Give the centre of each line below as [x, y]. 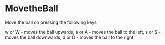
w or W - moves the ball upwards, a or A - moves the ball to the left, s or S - [83, 32]
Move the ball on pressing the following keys [51, 22]
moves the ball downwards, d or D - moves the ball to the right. [70, 37]
